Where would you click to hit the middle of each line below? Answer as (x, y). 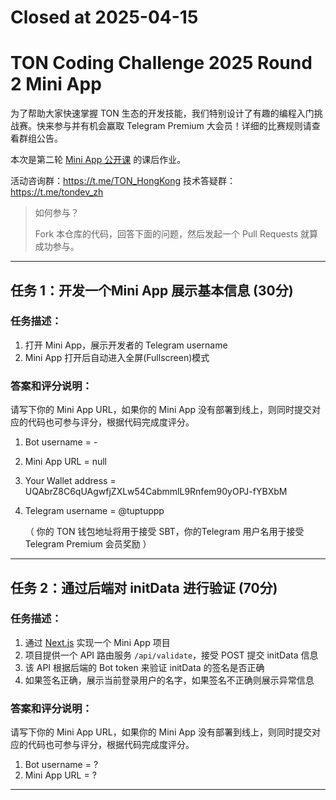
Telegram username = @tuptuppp (94, 511)
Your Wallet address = (70, 481)
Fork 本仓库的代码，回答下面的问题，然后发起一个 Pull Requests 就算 (176, 234)
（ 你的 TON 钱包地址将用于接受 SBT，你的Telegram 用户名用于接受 (164, 532)
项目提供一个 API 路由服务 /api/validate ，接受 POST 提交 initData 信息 (171, 655)
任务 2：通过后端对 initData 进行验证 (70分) (144, 587)
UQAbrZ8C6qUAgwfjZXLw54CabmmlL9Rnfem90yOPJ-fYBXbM (156, 492)
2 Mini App (56, 84)
